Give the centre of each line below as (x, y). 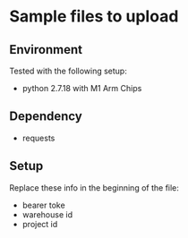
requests (38, 138)
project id (40, 224)
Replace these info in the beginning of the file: (94, 187)
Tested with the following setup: (68, 71)
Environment (46, 50)
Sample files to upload (94, 17)
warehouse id (47, 214)
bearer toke (43, 205)
